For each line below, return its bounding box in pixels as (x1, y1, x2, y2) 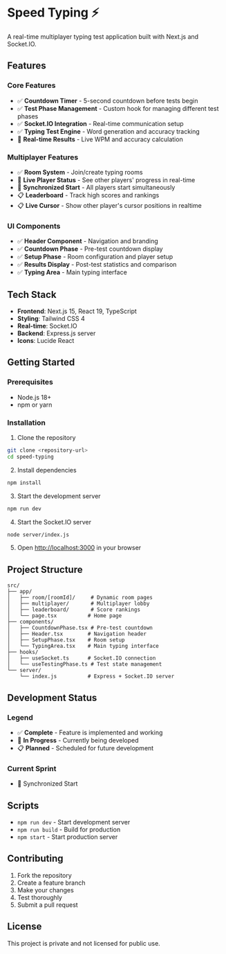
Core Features (7, 80, 56, 90)
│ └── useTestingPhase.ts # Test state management (7, 661, 162, 668)
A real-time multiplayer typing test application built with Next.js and (7, 32, 199, 41)
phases (17, 112, 39, 121)
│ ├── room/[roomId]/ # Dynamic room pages (7, 594, 153, 601)
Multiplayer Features (7, 152, 79, 162)
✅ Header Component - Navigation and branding (17, 237, 159, 245)
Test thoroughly (17, 893, 62, 901)
